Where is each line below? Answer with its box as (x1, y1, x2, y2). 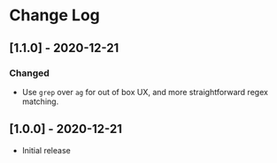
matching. (21, 96, 59, 107)
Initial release (21, 144, 71, 155)
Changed (9, 67, 50, 79)
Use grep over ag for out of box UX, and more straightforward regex (21, 86, 268, 97)
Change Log (9, 5, 100, 26)
